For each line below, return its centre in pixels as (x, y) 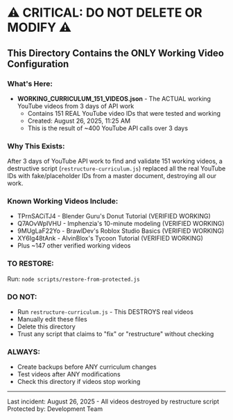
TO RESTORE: (31, 263)
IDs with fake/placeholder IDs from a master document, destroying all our (112, 176)
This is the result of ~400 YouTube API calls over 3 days (108, 128)
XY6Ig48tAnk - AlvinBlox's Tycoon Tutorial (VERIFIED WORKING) (110, 238)
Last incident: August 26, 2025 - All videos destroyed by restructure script (113, 402)
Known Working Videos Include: (63, 201)
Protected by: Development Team (55, 409)
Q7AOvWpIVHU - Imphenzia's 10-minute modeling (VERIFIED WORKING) (121, 224)
